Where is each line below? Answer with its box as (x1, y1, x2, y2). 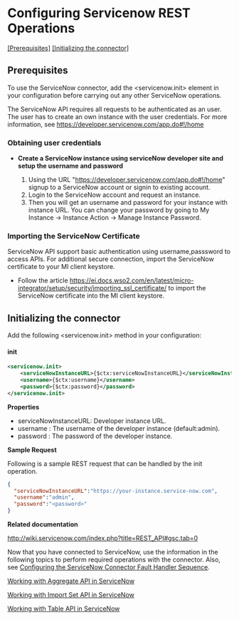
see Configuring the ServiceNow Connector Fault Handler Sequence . (7, 563, 210, 571)
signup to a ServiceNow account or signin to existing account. (28, 183, 211, 192)
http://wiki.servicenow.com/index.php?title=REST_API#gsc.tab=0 (7, 534, 198, 543)
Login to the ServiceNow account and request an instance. (28, 190, 201, 199)
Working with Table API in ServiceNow (7, 604, 120, 613)
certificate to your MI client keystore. (7, 263, 115, 271)
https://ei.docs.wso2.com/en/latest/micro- (70, 276, 194, 285)
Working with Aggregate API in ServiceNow (7, 576, 135, 586)
